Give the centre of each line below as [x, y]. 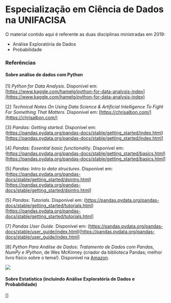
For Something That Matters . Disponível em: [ [53, 112]
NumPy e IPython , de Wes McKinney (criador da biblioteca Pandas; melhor [84, 252]
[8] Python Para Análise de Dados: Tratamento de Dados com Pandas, [80, 247]
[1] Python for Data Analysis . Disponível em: [51, 86]
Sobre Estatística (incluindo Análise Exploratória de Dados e [70, 279]
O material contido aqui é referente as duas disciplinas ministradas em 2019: [85, 34]
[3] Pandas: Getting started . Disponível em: [51, 128]
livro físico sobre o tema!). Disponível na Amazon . [57, 258]
